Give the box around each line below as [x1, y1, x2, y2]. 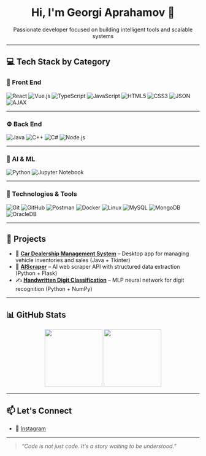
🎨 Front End [6, 78, 42, 87]
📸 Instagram [15, 425, 46, 432]
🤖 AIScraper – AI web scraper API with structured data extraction [15, 263, 180, 271]
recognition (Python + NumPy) [15, 285, 93, 293]
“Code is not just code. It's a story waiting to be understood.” [21, 442, 177, 450]
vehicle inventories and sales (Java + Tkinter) [15, 257, 131, 264]
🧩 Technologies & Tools [6, 190, 78, 198]
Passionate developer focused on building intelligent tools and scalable [13, 26, 193, 33]
